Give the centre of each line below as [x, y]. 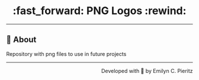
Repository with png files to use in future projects [66, 54]
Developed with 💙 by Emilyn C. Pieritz [147, 71]
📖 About [21, 40]
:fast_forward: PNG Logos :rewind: [99, 11]
